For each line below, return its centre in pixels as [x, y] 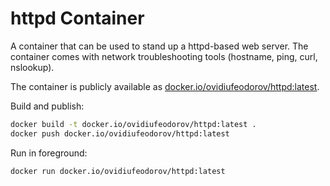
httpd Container [77, 18]
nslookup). [32, 67]
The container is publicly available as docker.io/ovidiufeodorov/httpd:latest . [165, 86]
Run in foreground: [49, 153]
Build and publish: [47, 106]
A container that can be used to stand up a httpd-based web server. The [159, 46]
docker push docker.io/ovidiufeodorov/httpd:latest [120, 133]
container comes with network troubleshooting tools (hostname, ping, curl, [164, 56]
